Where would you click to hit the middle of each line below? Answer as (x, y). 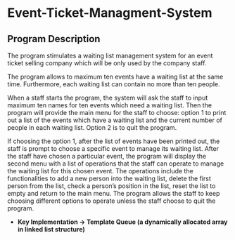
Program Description (54, 39)
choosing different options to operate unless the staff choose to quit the (112, 201)
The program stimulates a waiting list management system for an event (110, 55)
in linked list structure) (51, 229)
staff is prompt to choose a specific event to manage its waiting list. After (113, 148)
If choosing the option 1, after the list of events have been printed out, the (114, 141)
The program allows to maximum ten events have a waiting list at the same (115, 76)
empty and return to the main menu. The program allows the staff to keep (114, 193)
